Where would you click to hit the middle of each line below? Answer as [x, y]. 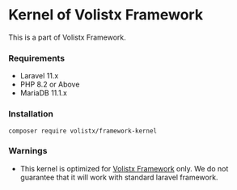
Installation [31, 114]
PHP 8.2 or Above [50, 84]
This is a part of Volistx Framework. [68, 37]
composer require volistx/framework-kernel [83, 131]
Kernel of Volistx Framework [106, 15]
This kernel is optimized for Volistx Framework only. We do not [124, 168]
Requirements [37, 58]
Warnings [28, 151]
